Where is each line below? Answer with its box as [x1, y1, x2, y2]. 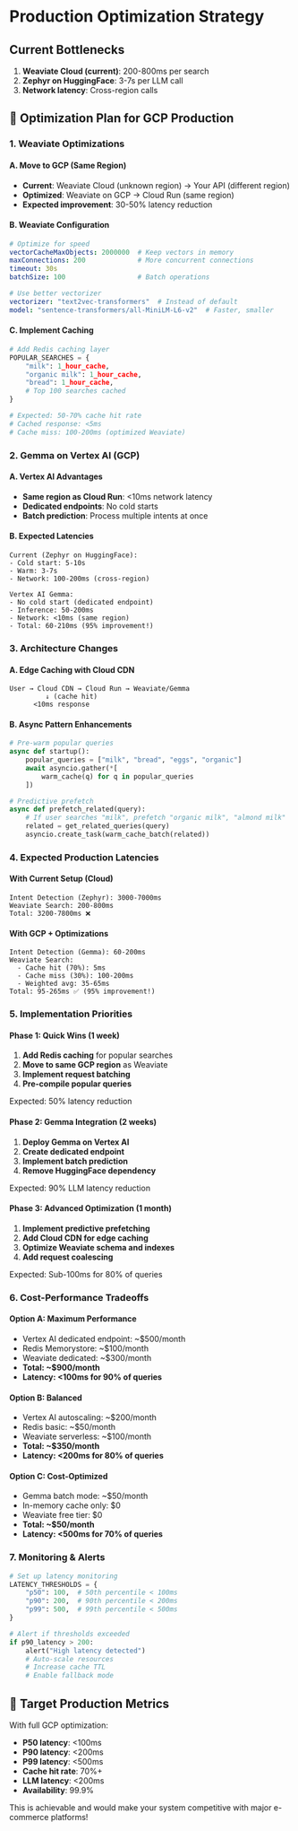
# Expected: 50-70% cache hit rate [9, 411, 142, 421]
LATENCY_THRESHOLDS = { [9, 1580, 98, 1589]
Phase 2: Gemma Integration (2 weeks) [9, 1117, 158, 1127]
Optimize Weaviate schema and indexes [21, 1242, 175, 1252]
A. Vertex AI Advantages [9, 471, 103, 482]
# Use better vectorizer [9, 289, 102, 298]
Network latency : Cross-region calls [21, 85, 158, 95]
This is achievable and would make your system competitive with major [9, 1801, 272, 1813]
